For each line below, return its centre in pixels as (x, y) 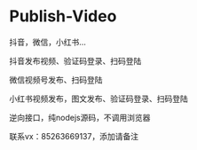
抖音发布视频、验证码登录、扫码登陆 (75, 60)
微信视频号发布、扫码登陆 (56, 79)
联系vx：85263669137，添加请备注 (74, 136)
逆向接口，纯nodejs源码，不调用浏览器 (80, 117)
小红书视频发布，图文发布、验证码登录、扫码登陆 (98, 99)
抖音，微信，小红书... (48, 42)
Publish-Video (63, 16)
